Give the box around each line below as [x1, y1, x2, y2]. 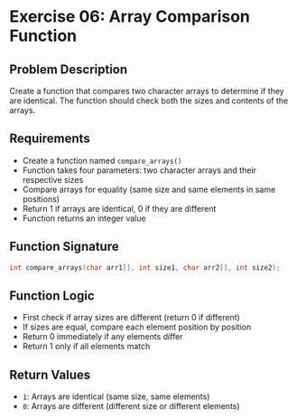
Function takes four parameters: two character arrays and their [22, 165, 257, 176]
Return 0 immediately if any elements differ [22, 331, 183, 342]
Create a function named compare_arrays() [22, 155, 182, 166]
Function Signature [9, 239, 119, 254]
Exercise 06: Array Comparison [9, 6, 251, 27]
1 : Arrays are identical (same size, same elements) [22, 391, 210, 402]
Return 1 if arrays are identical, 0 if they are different [22, 203, 217, 214]
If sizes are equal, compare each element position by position [22, 321, 252, 332]
